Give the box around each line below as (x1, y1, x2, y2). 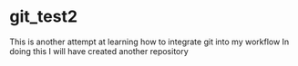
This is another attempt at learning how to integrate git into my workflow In (9, 36, 290, 47)
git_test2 (9, 6, 78, 27)
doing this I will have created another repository (9, 45, 189, 56)
